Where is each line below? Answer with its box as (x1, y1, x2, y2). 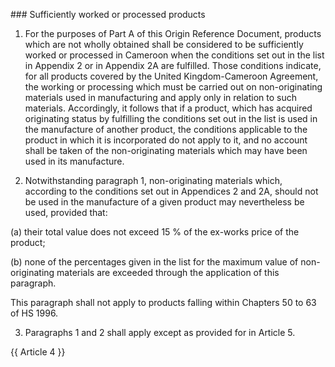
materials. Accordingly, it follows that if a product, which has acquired (24, 102, 313, 114)
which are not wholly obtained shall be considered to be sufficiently (24, 39, 304, 50)
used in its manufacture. (24, 155, 125, 167)
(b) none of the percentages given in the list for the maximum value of (10, 256, 299, 268)
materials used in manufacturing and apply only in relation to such (24, 92, 297, 103)
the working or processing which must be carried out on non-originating (24, 81, 323, 93)
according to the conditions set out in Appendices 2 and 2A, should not (24, 185, 319, 197)
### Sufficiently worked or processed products (10, 9, 206, 20)
